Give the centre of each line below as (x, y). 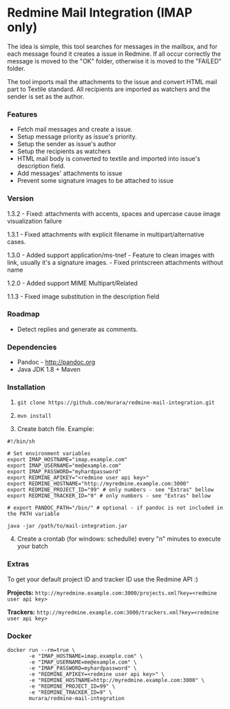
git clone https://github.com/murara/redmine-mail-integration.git (116, 403)
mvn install (34, 416)
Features (22, 114)
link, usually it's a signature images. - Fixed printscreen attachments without (115, 262)
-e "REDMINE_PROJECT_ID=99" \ (72, 687)
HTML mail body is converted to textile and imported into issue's (109, 159)
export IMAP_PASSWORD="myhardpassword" (64, 472)
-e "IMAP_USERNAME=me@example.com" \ (83, 662)
